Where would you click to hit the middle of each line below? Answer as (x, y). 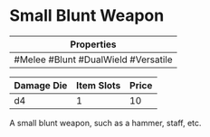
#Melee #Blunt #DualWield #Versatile (94, 59)
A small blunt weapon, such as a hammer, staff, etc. (105, 123)
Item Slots (99, 85)
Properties (93, 44)
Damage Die (41, 85)
